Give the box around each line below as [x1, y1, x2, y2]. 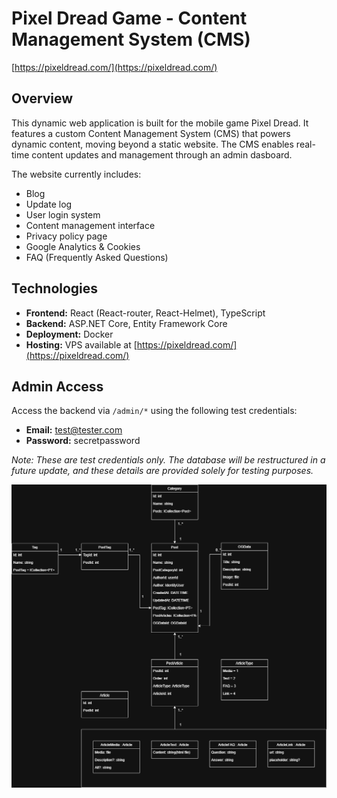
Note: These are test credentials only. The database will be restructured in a [11, 454, 326, 466]
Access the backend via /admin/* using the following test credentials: [11, 405, 298, 417]
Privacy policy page [25, 230, 108, 242]
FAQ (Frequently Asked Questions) [25, 251, 169, 263]
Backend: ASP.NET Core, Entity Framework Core [25, 317, 228, 329]
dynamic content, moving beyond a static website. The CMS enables [11, 138, 294, 150]
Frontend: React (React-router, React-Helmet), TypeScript [25, 307, 266, 319]
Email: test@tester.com [25, 424, 123, 436]
